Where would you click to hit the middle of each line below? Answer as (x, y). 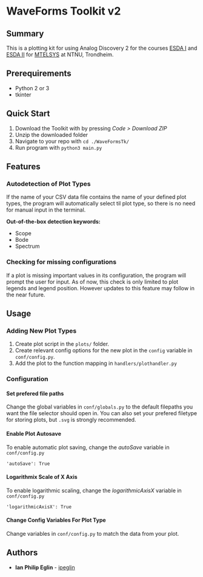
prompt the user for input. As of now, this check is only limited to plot (92, 282)
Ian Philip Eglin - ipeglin (45, 567)
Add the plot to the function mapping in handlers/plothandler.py (96, 363)
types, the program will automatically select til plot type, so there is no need (101, 204)
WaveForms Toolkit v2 (64, 11)
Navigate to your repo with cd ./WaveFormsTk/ (72, 141)
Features (23, 167)
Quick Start (28, 114)
